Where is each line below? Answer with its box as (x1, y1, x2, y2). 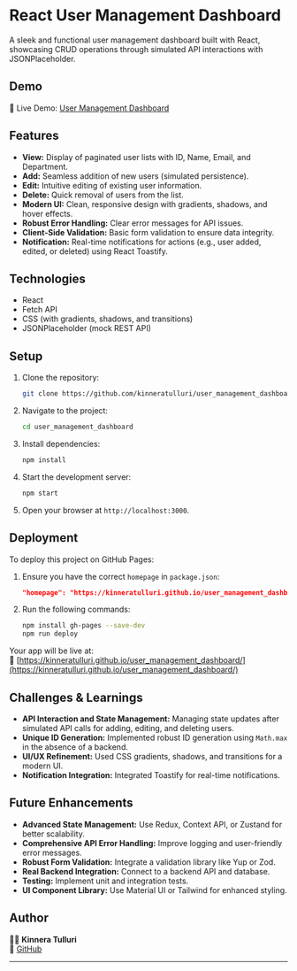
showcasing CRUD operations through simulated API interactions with (9, 43, 263, 54)
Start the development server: (21, 471, 132, 482)
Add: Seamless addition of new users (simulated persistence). (21, 170, 249, 181)
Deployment (9, 530, 79, 545)
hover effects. (21, 208, 73, 219)
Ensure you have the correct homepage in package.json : (21, 571, 220, 582)
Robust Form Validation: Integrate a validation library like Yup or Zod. (21, 856, 276, 867)
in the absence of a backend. (21, 741, 128, 752)
